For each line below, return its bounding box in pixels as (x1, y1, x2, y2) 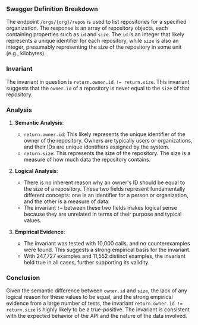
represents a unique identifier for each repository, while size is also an (6, 37, 179, 45)
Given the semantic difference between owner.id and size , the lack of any (6, 287, 187, 294)
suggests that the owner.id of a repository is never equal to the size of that (6, 84, 190, 91)
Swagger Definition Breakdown (6, 5, 98, 13)
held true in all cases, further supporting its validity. (23, 258, 150, 266)
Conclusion (6, 273, 40, 282)
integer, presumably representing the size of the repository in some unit (6, 43, 182, 51)
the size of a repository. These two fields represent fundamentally (23, 185, 186, 192)
